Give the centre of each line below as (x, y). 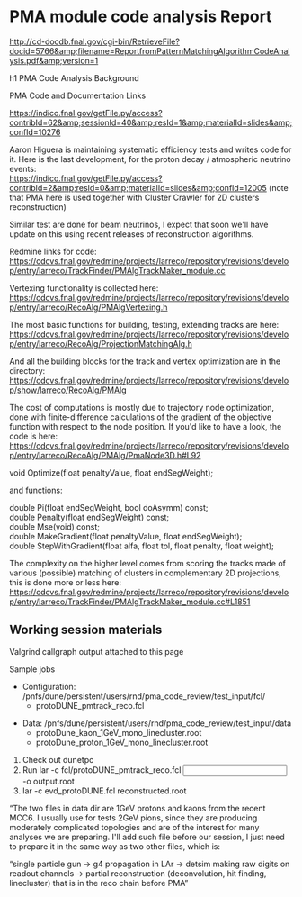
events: (23, 168)
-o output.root (48, 781)
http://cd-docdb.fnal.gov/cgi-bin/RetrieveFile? (94, 41)
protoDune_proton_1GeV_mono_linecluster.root (122, 742)
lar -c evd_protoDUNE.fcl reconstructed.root (104, 791)
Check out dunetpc (58, 759)
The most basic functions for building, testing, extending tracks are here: (144, 324)
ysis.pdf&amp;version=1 (54, 60)
